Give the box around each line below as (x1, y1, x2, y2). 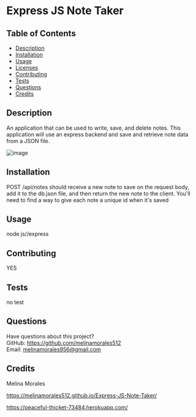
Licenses (15, 64, 39, 71)
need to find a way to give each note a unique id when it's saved (6, 196, 169, 203)
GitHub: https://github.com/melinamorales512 (6, 339, 121, 346)
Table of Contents (6, 28, 77, 39)
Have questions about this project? (6, 332, 94, 340)
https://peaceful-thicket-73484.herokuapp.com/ (6, 403, 129, 411)
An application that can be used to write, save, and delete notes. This (6, 124, 181, 131)
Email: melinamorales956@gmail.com (6, 345, 101, 353)
